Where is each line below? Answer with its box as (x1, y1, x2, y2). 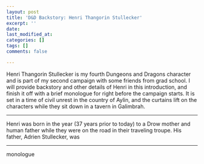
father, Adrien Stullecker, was (6, 133, 80, 140)
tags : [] (6, 43, 29, 49)
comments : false (6, 49, 47, 55)
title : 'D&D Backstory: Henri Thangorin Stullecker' (6, 15, 143, 21)
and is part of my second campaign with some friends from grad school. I (6, 77, 190, 84)
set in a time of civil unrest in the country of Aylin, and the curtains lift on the (6, 96, 197, 103)
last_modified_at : (6, 32, 53, 38)
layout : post (6, 9, 39, 15)
